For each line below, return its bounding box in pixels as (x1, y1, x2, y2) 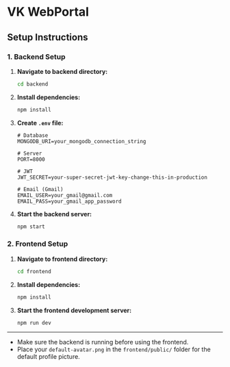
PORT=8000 (16, 155, 46, 163)
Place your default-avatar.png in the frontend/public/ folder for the (16, 345, 211, 353)
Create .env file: (16, 118, 64, 127)
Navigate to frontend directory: (16, 255, 108, 263)
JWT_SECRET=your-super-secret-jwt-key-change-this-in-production (16, 174, 207, 181)
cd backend (16, 80, 49, 88)
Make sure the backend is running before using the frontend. (16, 338, 189, 346)
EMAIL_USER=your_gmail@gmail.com (16, 192, 113, 199)
